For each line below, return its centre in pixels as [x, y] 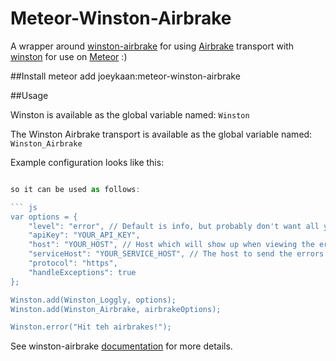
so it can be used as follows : [75, 189]
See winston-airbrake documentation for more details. [121, 346]
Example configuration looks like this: [87, 162]
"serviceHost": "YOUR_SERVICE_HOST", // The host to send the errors [176, 254]
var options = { [44, 217]
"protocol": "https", [73, 263]
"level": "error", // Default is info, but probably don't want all [174, 226]
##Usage [29, 95]
